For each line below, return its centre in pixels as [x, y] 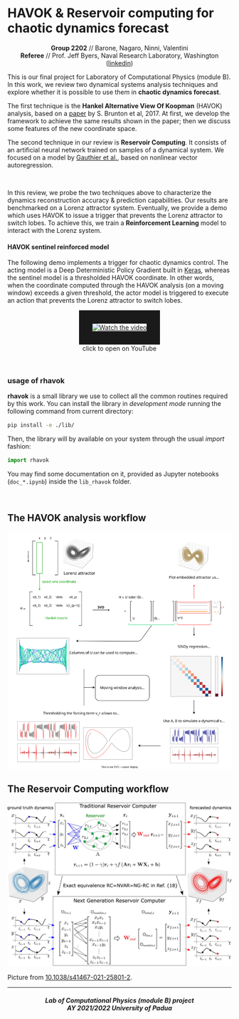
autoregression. [30, 164]
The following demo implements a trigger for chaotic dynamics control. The [118, 263]
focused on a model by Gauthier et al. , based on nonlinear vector [102, 157]
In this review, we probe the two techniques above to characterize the [110, 192]
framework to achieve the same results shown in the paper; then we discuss [119, 121]
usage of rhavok [36, 381]
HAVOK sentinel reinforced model [58, 246]
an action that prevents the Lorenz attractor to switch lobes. [95, 301]
